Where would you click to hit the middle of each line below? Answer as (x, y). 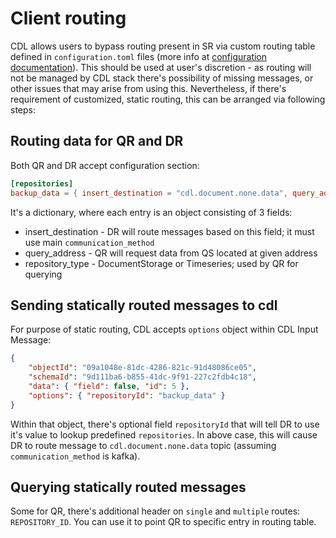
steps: (23, 109)
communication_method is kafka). (75, 456)
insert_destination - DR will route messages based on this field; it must (169, 231)
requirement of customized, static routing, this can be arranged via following (168, 99)
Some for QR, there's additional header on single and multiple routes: (155, 511)
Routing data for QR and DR (97, 141)
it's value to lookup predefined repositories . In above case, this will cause (164, 434)
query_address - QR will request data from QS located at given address (171, 253)
